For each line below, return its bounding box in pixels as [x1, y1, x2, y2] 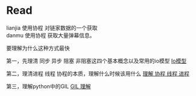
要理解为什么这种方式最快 [6, 44, 70, 52]
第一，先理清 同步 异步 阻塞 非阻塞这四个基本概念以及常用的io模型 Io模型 [6, 57, 187, 64]
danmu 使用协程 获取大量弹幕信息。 [6, 31, 95, 39]
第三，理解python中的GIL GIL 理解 [6, 82, 92, 90]
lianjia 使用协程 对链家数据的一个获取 [6, 24, 98, 31]
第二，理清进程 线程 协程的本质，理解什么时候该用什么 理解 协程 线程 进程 [6, 70, 190, 77]
